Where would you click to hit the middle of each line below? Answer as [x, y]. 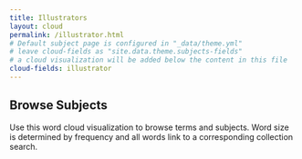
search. [24, 146]
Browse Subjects [58, 105]
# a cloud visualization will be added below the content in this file [148, 60]
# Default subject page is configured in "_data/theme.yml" [126, 43]
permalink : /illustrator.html [67, 35]
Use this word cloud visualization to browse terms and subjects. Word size [149, 127]
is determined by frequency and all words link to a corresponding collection [151, 136]
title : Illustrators [49, 18]
